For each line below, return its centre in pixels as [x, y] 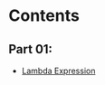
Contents [44, 16]
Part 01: [31, 49]
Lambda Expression [58, 71]
